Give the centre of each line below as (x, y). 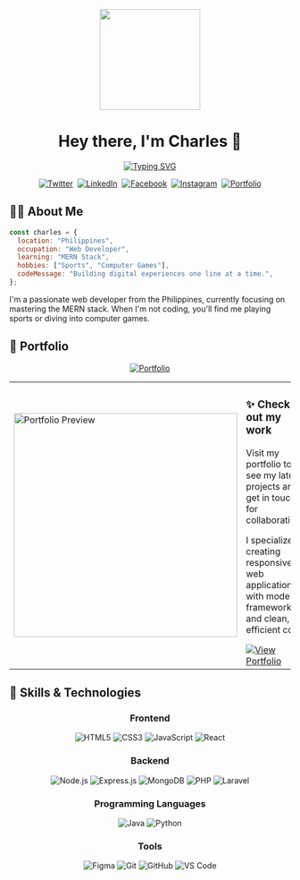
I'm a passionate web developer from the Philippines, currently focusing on (147, 299)
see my (261, 475)
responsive (269, 562)
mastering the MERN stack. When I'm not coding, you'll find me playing (140, 309)
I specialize (269, 540)
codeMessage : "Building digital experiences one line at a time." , (146, 274)
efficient (263, 629)
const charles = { (43, 232)
